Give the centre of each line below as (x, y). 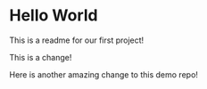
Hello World (54, 16)
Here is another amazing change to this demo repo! (104, 74)
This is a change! (41, 57)
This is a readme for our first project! (77, 40)
